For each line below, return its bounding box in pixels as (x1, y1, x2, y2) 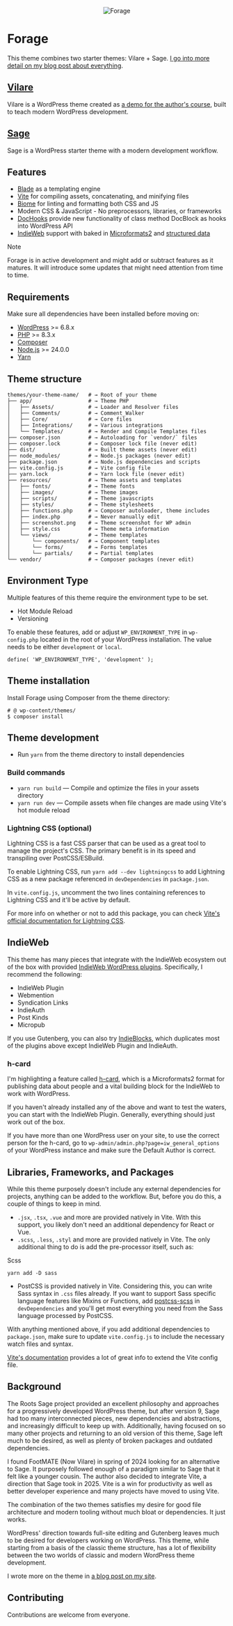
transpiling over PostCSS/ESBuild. (7, 854, 104, 862)
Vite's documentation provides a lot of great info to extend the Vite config (7, 1353, 218, 1361)
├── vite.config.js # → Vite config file (7, 465, 151, 472)
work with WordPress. (7, 1090, 71, 1098)
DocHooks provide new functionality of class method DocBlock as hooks (17, 215, 227, 223)
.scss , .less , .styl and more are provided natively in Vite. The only (17, 1235, 211, 1244)
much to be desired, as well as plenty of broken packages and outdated (7, 1436, 213, 1445)
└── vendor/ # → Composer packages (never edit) (7, 556, 195, 563)
